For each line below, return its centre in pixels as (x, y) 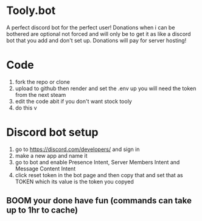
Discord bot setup (52, 132)
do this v (26, 108)
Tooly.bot (31, 11)
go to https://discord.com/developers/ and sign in (77, 149)
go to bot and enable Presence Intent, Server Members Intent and (97, 162)
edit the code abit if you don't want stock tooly (73, 101)
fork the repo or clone (42, 82)
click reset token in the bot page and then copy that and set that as (99, 175)
